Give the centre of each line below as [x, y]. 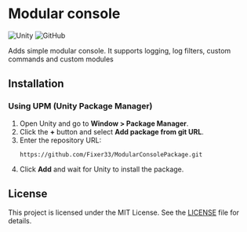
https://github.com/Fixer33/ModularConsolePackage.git [111, 154]
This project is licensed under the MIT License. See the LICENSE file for [124, 212]
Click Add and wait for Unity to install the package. [102, 169]
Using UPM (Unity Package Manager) [80, 106]
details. [20, 221]
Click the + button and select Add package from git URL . [111, 131]
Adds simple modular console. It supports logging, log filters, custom [120, 50]
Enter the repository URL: [60, 140]
